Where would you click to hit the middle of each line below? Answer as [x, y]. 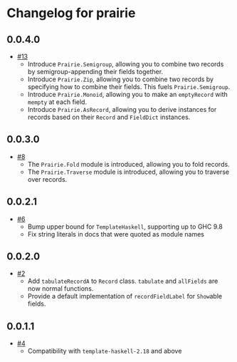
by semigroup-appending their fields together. [95, 72]
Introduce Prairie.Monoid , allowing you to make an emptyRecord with [128, 94]
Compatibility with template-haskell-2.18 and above [105, 351]
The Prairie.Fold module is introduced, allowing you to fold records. [128, 164]
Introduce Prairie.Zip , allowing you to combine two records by [121, 79]
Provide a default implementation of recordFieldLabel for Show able [125, 296]
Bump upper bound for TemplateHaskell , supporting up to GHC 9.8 [125, 227]
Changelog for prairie [71, 13]
